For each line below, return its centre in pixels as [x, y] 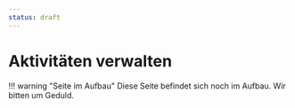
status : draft [35, 17]
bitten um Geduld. [41, 95]
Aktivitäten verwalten [90, 61]
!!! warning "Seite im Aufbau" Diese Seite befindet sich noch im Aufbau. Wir [147, 86]
